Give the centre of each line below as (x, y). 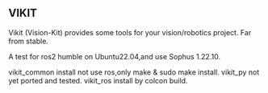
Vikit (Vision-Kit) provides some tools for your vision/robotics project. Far (130, 32)
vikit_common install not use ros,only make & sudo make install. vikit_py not (134, 72)
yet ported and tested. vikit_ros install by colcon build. (98, 80)
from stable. (28, 41)
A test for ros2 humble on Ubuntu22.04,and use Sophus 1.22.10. (114, 56)
